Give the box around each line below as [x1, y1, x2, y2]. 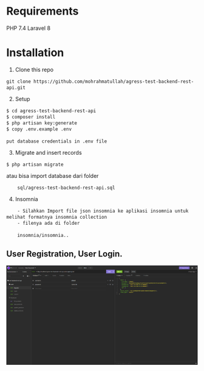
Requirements [6, 4, 79, 18]
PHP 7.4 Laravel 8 [6, 24, 50, 32]
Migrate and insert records [15, 149, 82, 156]
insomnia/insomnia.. [17, 232, 69, 238]
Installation [6, 46, 64, 60]
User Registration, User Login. [6, 249, 123, 260]
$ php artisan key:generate [6, 120, 78, 126]
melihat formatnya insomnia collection [6, 214, 107, 220]
